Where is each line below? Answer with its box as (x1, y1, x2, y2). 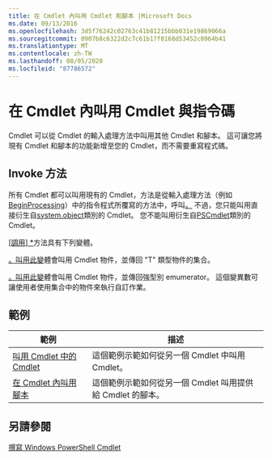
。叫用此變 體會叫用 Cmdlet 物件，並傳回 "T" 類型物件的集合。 (8, 255, 215, 264)
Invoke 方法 (8, 167, 67, 181)
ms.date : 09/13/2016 (8, 19, 79, 28)
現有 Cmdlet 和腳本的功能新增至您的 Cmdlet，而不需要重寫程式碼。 (8, 140, 233, 150)
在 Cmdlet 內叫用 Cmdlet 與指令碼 (8, 102, 236, 120)
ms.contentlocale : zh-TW (8, 49, 92, 58)
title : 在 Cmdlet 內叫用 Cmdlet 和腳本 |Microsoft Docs (8, 11, 193, 20)
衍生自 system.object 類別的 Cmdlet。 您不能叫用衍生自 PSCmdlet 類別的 (15, 210, 251, 220)
